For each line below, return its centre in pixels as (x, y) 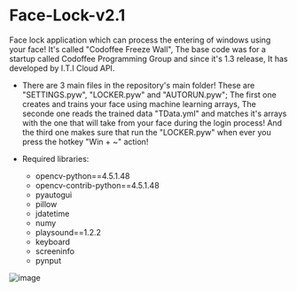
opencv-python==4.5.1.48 (82, 176)
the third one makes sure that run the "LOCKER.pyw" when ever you (147, 132)
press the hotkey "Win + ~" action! (85, 142)
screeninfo (55, 251)
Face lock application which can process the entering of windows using (140, 40)
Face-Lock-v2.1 (67, 15)
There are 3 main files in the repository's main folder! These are (138, 85)
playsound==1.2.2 (68, 232)
